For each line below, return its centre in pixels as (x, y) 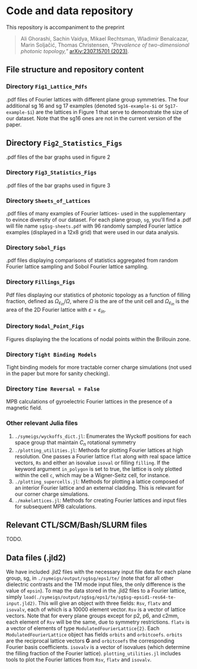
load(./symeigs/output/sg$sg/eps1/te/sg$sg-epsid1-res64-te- (100, 598)
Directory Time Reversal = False (53, 389)
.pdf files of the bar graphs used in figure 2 (58, 157)
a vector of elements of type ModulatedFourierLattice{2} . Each (83, 628)
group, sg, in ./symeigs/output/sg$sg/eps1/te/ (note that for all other (90, 578)
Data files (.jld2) (36, 558)
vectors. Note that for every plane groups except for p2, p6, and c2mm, (93, 616)
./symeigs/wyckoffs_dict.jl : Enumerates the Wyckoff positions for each (103, 436)
